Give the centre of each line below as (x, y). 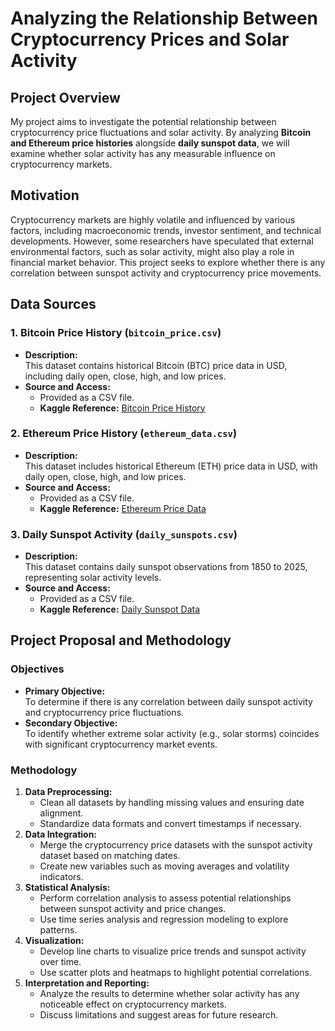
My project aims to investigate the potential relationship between (143, 121)
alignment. (61, 813)
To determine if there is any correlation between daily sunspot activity (168, 701)
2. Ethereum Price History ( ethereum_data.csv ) (124, 434)
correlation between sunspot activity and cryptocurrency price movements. (166, 273)
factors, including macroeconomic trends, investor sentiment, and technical (166, 230)
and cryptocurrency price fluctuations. (104, 712)
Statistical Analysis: (67, 888)
